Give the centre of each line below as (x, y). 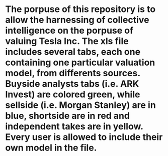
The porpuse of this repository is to (80, 9)
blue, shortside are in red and (67, 116)
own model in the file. (51, 148)
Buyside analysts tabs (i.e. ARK (72, 84)
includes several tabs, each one (73, 52)
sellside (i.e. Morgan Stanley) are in (80, 105)
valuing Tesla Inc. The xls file (67, 41)
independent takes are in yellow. (74, 127)
